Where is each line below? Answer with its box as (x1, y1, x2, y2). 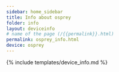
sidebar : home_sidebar (6, 8, 63, 15)
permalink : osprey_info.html (6, 37, 79, 43)
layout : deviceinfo (6, 25, 55, 32)
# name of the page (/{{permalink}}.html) (6, 31, 114, 37)
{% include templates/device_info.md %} (6, 58, 108, 66)
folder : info (6, 20, 39, 26)
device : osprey (6, 43, 44, 49)
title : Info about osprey (6, 14, 71, 20)
